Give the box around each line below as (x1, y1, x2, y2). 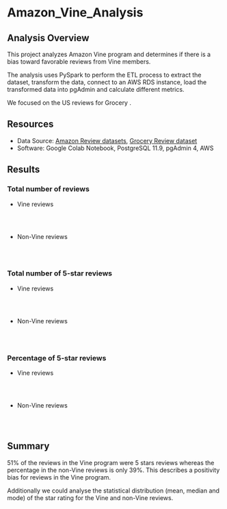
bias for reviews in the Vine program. (7, 473, 111, 481)
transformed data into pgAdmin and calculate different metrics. (7, 86, 185, 93)
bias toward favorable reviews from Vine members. (7, 58, 151, 66)
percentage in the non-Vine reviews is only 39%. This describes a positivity (7, 466, 220, 474)
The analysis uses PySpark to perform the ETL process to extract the (7, 71, 202, 79)
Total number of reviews (7, 184, 90, 194)
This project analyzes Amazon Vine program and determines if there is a (7, 50, 211, 58)
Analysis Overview (7, 32, 90, 44)
